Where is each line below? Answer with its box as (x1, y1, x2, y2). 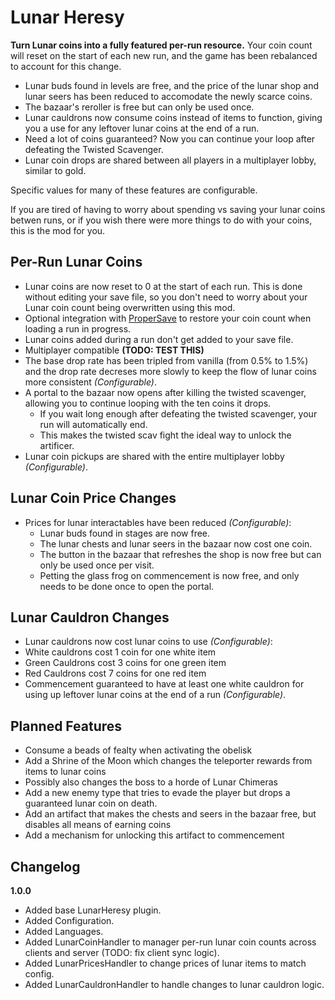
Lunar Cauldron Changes (10, 609, 170, 626)
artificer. (39, 439, 75, 451)
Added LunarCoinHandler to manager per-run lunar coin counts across (24, 936, 317, 948)
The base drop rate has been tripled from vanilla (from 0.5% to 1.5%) (24, 354, 309, 366)
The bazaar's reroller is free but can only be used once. (24, 101, 255, 113)
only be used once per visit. (39, 559, 155, 571)
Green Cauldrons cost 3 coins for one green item (24, 657, 227, 669)
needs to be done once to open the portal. (39, 580, 215, 592)
